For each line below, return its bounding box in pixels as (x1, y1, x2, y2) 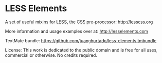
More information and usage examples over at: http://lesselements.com (5, 28, 148, 34)
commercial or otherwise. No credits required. (5, 52, 97, 58)
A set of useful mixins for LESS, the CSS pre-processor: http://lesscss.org (5, 19, 153, 25)
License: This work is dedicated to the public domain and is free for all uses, (5, 47, 158, 53)
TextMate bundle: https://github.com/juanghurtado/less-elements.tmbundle (5, 37, 157, 44)
